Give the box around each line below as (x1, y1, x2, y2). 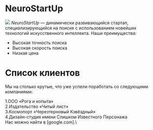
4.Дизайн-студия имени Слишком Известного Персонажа (5, 114, 127, 120)
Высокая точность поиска (12, 40, 67, 46)
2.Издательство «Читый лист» (5, 104, 69, 109)
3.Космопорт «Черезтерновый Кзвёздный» (5, 108, 96, 114)
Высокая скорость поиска (12, 45, 68, 51)
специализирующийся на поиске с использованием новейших (5, 25, 137, 31)
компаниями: (5, 89, 33, 95)
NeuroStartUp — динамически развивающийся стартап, (11, 20, 129, 26)
